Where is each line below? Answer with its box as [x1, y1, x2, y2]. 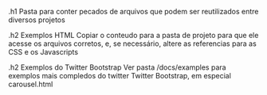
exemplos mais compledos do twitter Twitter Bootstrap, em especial [8, 71, 231, 80]
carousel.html [8, 79, 53, 89]
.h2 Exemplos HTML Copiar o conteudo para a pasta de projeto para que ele [8, 31, 259, 40]
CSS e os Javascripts [8, 47, 78, 56]
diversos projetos [8, 15, 65, 25]
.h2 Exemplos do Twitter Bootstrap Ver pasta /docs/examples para [8, 63, 226, 72]
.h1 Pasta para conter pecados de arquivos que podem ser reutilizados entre [8, 7, 259, 16]
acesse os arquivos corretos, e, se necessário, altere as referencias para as [8, 39, 257, 48]
